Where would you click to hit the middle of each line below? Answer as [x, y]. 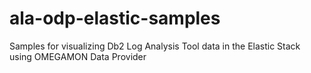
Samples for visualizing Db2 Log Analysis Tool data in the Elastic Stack [155, 46]
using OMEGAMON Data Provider [78, 56]
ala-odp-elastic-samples [115, 18]
